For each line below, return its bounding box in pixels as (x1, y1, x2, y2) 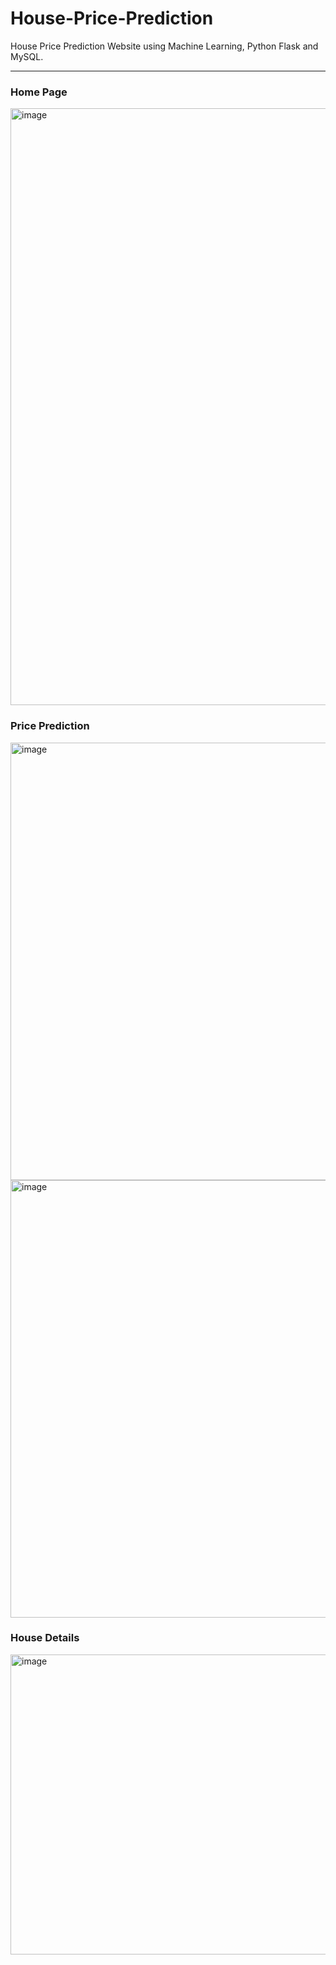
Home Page (10, 85, 68, 99)
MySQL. (10, 50, 44, 62)
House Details (10, 1631, 80, 1645)
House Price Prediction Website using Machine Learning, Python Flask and (10, 40, 319, 52)
